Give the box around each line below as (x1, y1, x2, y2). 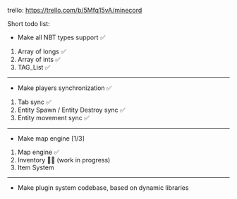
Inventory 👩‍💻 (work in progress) (17, 156, 111, 164)
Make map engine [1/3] (17, 134, 85, 143)
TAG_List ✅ (17, 63, 51, 71)
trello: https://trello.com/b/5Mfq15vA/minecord (7, 6, 142, 14)
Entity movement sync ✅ (17, 114, 90, 122)
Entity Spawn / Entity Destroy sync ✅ (17, 105, 126, 114)
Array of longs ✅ (17, 47, 67, 56)
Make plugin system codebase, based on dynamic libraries (17, 184, 189, 192)
